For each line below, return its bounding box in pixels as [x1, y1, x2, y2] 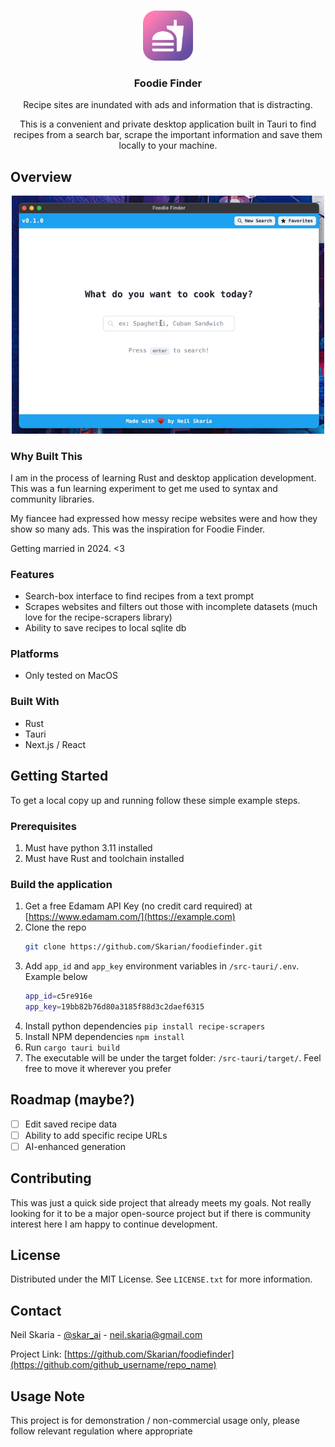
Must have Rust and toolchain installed [24, 852, 185, 864]
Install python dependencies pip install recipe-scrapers [24, 1020, 266, 1032]
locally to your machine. [118, 140, 218, 152]
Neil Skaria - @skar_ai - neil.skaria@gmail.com [10, 1329, 203, 1341]
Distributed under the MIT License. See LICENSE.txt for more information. [10, 1273, 313, 1285]
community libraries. [10, 493, 95, 505]
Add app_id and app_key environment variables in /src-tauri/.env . [24, 960, 300, 972]
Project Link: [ [10, 1348, 68, 1360]
